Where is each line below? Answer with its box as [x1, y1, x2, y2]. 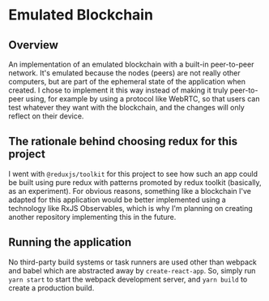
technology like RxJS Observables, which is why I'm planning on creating [8, 203, 253, 213]
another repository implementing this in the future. [8, 212, 177, 221]
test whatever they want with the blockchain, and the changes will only [8, 103, 245, 112]
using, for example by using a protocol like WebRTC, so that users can [25, 94, 260, 103]
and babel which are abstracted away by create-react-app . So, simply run [8, 265, 256, 275]
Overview [8, 38, 59, 52]
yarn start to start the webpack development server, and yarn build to [8, 274, 248, 284]
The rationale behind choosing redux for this [8, 135, 238, 148]
